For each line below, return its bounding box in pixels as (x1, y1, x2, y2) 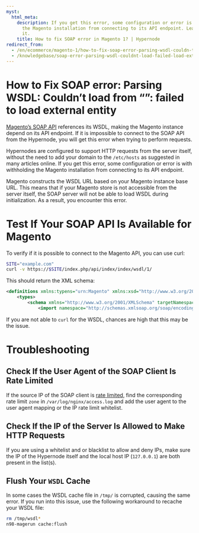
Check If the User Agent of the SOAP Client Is (6, 366, 176, 376)
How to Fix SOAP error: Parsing (6, 78, 162, 92)
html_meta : (11, 14, 38, 20)
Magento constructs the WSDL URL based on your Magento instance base (6, 177, 188, 184)
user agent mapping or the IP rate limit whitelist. (6, 404, 123, 411)
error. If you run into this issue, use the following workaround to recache (6, 498, 182, 505)
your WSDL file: (6, 505, 44, 512)
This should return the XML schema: (6, 277, 95, 285)
